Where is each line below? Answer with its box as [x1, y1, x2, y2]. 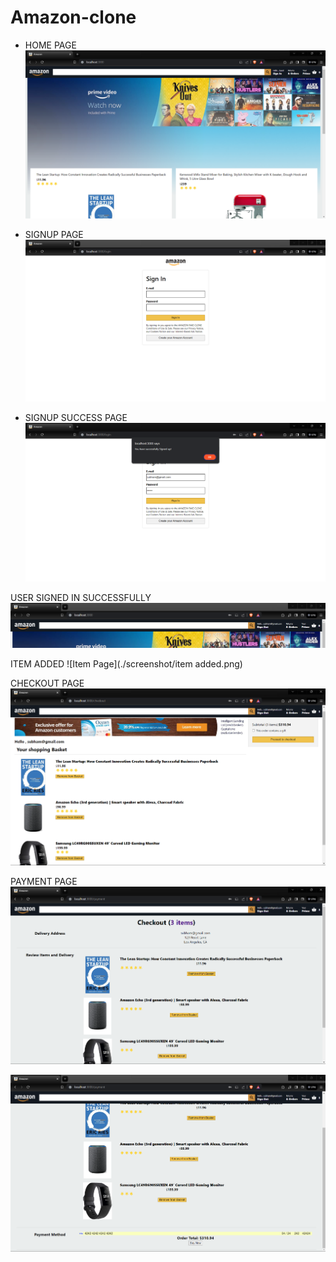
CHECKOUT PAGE [10, 677, 85, 689]
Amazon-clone [10, 6, 137, 29]
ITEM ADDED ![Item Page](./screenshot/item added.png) [10, 658, 243, 670]
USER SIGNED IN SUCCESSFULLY [10, 591, 152, 603]
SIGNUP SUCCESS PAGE [24, 411, 128, 423]
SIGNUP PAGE [24, 229, 84, 241]
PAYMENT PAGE [10, 876, 78, 888]
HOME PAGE [24, 39, 77, 51]
